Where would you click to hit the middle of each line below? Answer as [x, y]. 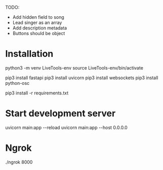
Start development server [60, 113]
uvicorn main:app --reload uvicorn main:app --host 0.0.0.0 [66, 127]
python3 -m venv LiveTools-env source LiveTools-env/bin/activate [74, 67]
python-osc [17, 83]
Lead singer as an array [37, 23]
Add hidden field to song [38, 17]
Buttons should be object [39, 33]
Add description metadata [40, 28]
